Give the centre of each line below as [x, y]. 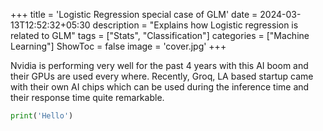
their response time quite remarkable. [87, 97]
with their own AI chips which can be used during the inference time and [160, 87]
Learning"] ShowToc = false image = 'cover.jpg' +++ [118, 46]
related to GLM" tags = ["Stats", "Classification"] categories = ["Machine [160, 35]
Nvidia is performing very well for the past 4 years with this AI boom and [159, 65]
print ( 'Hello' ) [42, 116]
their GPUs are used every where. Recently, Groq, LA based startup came [162, 76]
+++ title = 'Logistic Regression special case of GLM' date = [134, 14]
